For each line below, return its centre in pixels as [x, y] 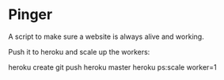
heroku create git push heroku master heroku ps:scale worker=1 [113, 67]
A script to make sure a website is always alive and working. [106, 36]
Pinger [30, 15]
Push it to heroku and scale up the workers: [79, 51]
